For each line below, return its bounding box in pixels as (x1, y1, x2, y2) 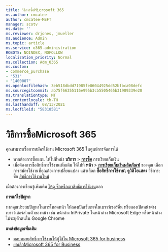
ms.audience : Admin (6, 36, 47, 41)
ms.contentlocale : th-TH (6, 97, 58, 102)
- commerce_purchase (6, 69, 50, 74)
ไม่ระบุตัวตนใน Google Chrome (6, 215, 65, 221)
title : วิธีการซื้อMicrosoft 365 (6, 7, 64, 13)
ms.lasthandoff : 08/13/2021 (6, 102, 65, 107)
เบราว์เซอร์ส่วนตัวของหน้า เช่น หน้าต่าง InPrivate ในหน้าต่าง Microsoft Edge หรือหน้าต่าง (6, 209, 162, 215)
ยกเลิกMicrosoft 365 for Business (13, 241, 81, 247)
